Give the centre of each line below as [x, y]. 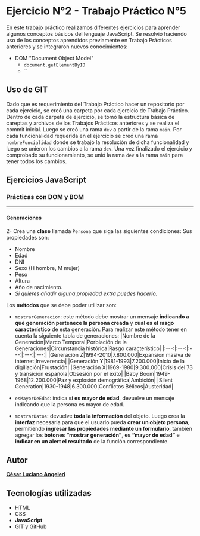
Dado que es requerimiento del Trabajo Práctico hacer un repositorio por [95, 104]
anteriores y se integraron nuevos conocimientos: [67, 47]
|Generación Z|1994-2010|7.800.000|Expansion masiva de [120, 354]
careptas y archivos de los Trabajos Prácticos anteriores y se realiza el [93, 123]
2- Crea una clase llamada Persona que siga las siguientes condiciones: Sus [99, 231]
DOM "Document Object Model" [54, 58]
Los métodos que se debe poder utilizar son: [62, 305]
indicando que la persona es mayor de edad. [70, 404]
